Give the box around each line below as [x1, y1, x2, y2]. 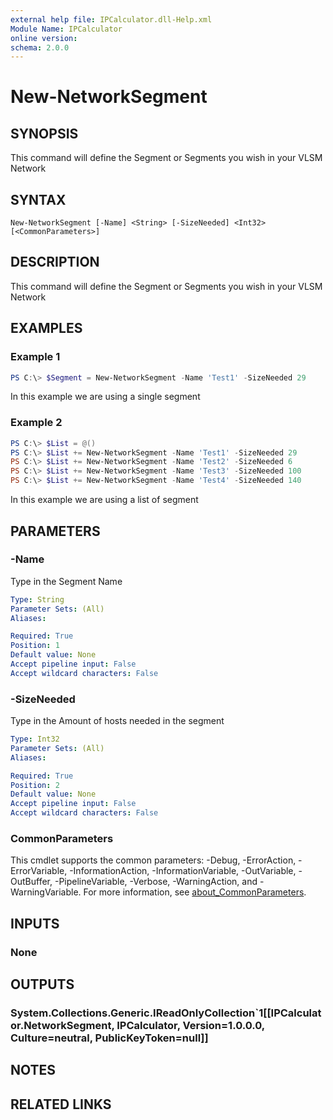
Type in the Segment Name [10, 575, 123, 587]
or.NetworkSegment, [10, 1019, 115, 1033]
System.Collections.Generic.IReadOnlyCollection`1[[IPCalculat [10, 1006, 322, 1020]
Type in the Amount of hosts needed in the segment [10, 715, 225, 727]
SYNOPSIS [10, 125, 79, 142]
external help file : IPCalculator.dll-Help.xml [10, 14, 213, 25]
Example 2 [10, 416, 63, 430]
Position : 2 [10, 780, 60, 790]
